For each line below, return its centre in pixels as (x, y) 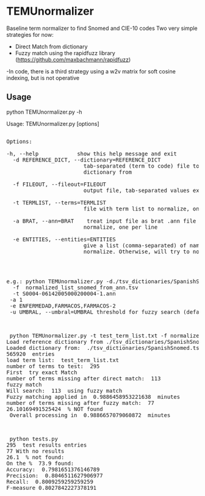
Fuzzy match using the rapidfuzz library (65, 53)
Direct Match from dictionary (51, 46)
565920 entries (31, 354)
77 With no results (35, 451)
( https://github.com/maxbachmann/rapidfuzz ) (73, 59)
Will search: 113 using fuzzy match (64, 391)
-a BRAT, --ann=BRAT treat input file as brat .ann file (104, 221)
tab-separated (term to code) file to (141, 166)
